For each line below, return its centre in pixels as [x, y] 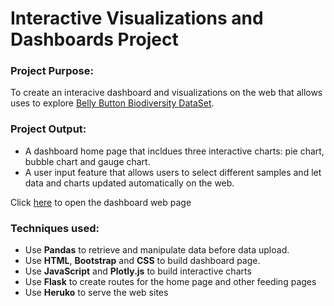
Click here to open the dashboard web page [101, 202]
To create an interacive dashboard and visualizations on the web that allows [166, 93]
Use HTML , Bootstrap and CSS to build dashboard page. [142, 261]
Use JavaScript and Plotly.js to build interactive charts [138, 271]
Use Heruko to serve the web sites [96, 293]
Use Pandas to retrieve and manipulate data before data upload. [157, 250]
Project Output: [48, 129]
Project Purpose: [52, 71]
